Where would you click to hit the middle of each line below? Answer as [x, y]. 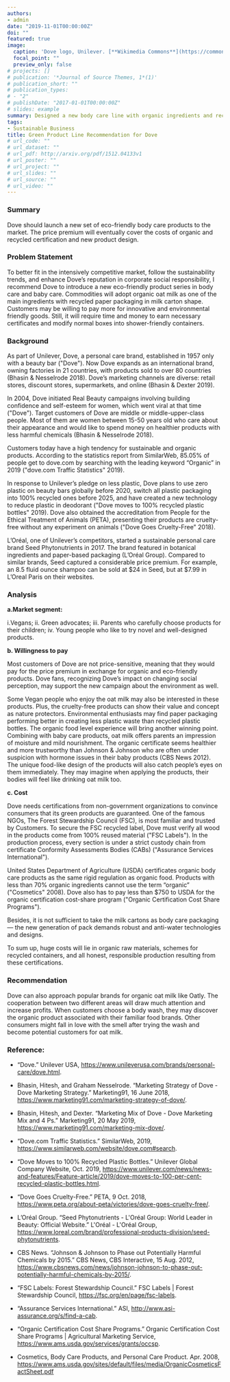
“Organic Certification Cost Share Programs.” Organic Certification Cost [118, 1329]
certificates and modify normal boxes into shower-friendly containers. [106, 323]
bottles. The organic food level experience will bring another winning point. [113, 728]
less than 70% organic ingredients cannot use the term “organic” [98, 885]
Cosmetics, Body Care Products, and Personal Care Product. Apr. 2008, [118, 1357]
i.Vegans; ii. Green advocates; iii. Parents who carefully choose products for [114, 623]
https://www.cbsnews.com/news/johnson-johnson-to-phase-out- [110, 1267]
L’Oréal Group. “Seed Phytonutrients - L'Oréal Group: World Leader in [115, 1218]
